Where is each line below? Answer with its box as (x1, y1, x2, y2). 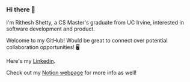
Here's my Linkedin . (6, 57, 56, 65)
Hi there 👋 (6, 5, 36, 14)
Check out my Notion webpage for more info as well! (6, 69, 137, 77)
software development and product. (6, 25, 95, 32)
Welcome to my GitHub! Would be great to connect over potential (6, 37, 168, 44)
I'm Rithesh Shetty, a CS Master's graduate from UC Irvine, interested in (6, 19, 185, 26)
